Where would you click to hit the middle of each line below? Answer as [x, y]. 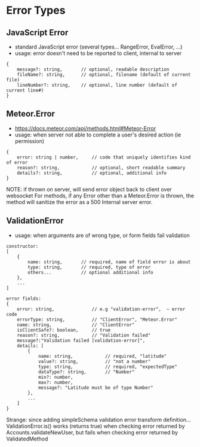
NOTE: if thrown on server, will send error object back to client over [89, 189]
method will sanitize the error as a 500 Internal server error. [79, 202]
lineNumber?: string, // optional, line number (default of [97, 85]
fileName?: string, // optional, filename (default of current [104, 75]
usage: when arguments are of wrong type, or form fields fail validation [102, 235]
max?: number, [56, 382]
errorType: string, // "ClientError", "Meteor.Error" [97, 320]
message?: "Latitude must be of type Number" [96, 387]
